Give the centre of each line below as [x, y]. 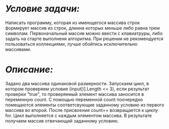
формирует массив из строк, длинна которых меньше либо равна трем [82, 28]
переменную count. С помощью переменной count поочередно [74, 99]
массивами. [18, 49]
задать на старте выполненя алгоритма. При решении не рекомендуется [84, 39]
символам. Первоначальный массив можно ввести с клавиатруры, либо [84, 33]
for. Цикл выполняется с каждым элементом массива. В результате [79, 115]
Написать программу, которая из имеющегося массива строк [73, 23]
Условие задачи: [42, 9]
